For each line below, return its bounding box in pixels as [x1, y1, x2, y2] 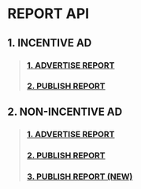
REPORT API [7, 5, 90, 23]
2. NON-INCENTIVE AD [7, 105, 123, 118]
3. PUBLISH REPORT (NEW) [26, 171, 133, 182]
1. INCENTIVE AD [7, 36, 92, 50]
